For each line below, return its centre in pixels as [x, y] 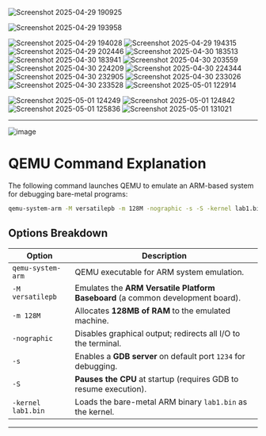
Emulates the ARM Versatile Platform [145, 288]
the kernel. [95, 411]
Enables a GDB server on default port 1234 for [160, 356]
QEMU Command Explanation [107, 164]
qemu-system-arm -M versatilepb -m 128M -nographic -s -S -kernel [120, 208]
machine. [92, 320]
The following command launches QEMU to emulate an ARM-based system [131, 185]
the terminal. [98, 343]
